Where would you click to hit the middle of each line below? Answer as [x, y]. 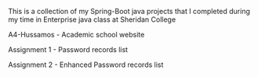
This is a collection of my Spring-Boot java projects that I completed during [129, 11]
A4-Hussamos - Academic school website [76, 35]
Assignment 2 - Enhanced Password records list [86, 65]
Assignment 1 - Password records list [68, 49]
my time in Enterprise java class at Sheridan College [92, 19]
